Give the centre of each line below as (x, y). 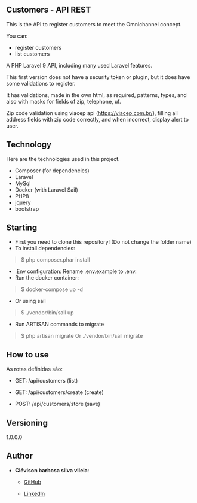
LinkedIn (34, 493)
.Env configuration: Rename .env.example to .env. (76, 271)
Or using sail (30, 301)
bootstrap (27, 208)
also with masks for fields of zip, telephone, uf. (64, 101)
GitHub (33, 482)
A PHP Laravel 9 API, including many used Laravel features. (79, 65)
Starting (22, 228)
